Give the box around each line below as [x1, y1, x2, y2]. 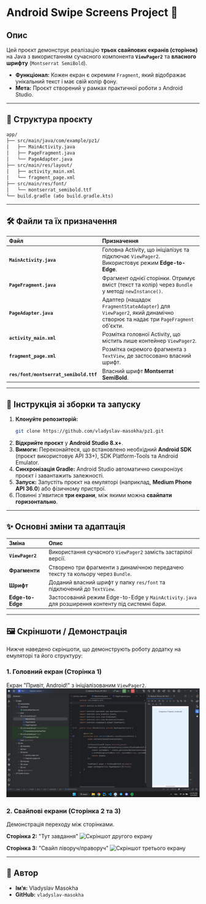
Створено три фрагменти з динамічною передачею [48, 564, 184, 571]
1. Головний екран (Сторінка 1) [6, 667, 102, 676]
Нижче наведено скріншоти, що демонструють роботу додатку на [6, 645, 181, 653]
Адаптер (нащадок [102, 296, 151, 303]
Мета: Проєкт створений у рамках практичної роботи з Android [15, 84, 183, 92]
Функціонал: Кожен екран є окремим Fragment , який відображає [15, 71, 186, 79]
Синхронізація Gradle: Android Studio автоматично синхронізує [15, 465, 183, 473]
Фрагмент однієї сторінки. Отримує [102, 274, 196, 281]
